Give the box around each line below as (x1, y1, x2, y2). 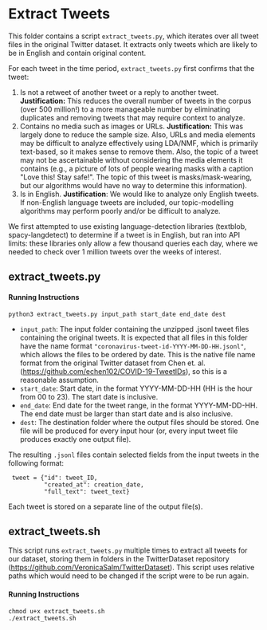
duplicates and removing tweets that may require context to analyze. (19, 112, 245, 122)
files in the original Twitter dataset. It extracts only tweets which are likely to (8, 39, 257, 49)
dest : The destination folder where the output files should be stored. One (19, 417, 260, 427)
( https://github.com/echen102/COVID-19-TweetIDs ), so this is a (19, 366, 227, 376)
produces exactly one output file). (19, 434, 132, 443)
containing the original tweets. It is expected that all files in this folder (19, 333, 249, 342)
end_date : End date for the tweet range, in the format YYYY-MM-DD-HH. (19, 400, 257, 410)
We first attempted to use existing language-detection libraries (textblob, (8, 221, 247, 231)
